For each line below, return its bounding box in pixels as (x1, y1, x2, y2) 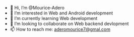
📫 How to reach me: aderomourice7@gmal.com (10, 26, 111, 32)
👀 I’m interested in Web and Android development (10, 10, 113, 16)
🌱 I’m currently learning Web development (10, 15, 98, 21)
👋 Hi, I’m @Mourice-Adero (10, 5, 64, 10)
